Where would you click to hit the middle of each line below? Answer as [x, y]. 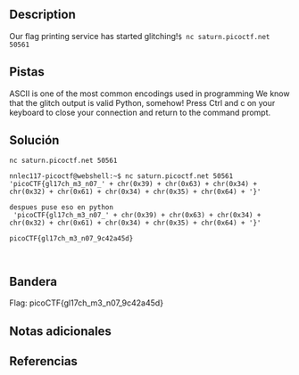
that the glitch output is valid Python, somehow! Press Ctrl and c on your [142, 102]
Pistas [27, 72]
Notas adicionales [60, 331]
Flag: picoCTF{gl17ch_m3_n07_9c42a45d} [86, 303]
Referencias [44, 361]
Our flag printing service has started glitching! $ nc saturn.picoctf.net [140, 36]
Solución [34, 140]
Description [42, 15]
